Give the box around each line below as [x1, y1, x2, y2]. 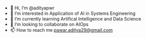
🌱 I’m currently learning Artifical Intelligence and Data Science [10, 16, 141, 22]
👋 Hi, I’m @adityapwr [10, 5, 55, 11]
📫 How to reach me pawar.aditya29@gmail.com [10, 27, 113, 33]
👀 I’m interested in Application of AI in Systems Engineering [10, 10, 136, 16]
